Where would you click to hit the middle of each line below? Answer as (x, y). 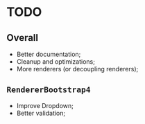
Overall (23, 38)
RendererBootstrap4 (49, 90)
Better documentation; (49, 54)
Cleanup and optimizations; (56, 62)
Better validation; (41, 113)
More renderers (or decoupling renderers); (77, 69)
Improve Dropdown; (45, 105)
